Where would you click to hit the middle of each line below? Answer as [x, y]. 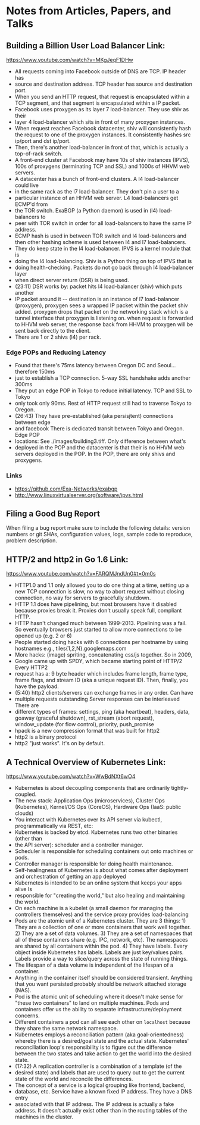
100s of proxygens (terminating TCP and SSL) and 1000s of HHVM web [102, 166]
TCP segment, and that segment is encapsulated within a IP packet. [98, 103]
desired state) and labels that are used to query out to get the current [100, 1073]
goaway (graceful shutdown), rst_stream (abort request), [85, 718]
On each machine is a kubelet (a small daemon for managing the [94, 908]
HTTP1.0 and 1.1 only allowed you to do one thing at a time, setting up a [102, 585]
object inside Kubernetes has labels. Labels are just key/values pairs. [99, 952]
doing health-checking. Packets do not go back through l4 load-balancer [104, 267]
